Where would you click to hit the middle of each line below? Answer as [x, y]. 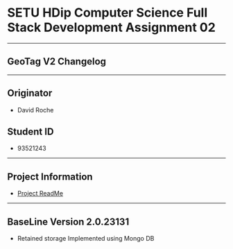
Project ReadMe [40, 194]
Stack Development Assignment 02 [112, 27]
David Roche [35, 110]
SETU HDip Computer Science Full [107, 13]
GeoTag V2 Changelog [57, 61]
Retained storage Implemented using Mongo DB [86, 238]
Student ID [31, 131]
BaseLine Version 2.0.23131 [68, 222]
